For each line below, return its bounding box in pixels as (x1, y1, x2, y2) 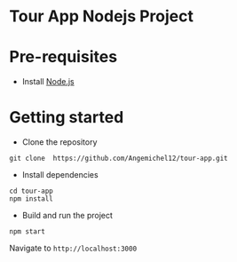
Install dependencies (21, 170, 99, 180)
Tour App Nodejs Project (9, 6, 194, 27)
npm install (9, 195, 53, 203)
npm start (9, 227, 46, 236)
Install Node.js (21, 76, 75, 87)
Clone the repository (21, 137, 98, 147)
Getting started (9, 107, 124, 128)
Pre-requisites (9, 47, 118, 67)
